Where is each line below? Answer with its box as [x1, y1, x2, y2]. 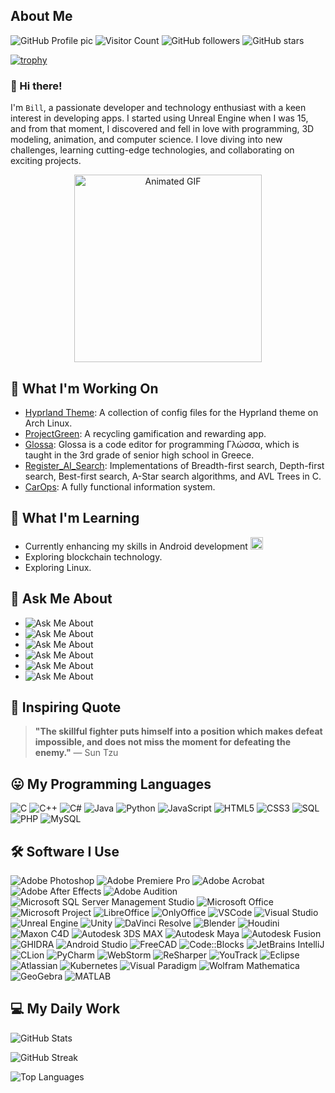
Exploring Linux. [24, 561, 92, 573]
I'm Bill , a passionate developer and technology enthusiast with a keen [10, 102, 307, 114]
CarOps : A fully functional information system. [24, 480, 216, 493]
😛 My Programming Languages [10, 775, 212, 793]
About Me [10, 8, 73, 25]
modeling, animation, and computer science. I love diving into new [10, 134, 283, 146]
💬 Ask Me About [10, 590, 113, 608]
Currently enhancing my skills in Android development [24, 540, 248, 552]
